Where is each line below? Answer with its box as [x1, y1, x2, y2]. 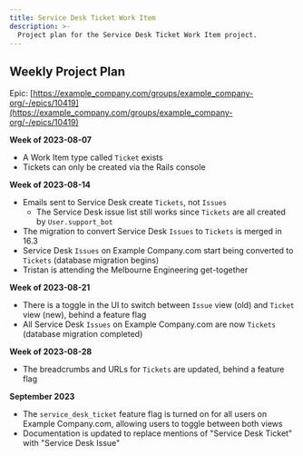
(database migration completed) [22, 329, 143, 340]
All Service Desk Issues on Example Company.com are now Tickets [22, 319, 277, 330]
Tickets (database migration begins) [22, 255, 160, 266]
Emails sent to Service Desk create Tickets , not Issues [22, 197, 227, 208]
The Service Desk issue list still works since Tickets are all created [35, 206, 286, 218]
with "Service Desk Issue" [22, 438, 121, 449]
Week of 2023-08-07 [9, 134, 93, 145]
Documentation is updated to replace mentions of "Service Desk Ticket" [22, 428, 293, 439]
